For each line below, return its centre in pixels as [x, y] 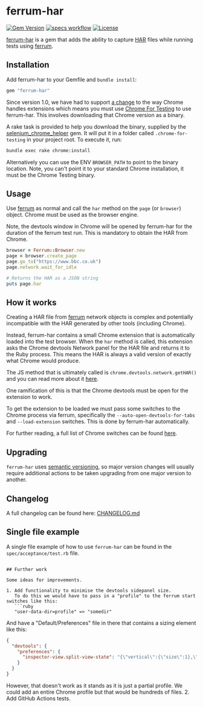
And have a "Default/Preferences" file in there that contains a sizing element [101, 622]
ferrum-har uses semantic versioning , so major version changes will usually [100, 467]
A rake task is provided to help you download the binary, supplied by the [96, 126]
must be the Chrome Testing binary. [51, 175]
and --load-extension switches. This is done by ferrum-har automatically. [98, 421]
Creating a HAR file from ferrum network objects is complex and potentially [100, 317]
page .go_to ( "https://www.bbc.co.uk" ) [54, 262]
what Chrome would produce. [43, 361]
